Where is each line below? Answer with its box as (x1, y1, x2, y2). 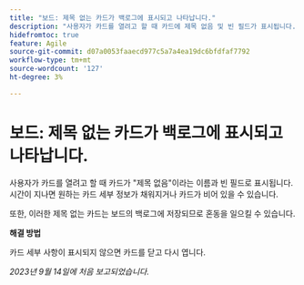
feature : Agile (9, 38, 67, 48)
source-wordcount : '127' (9, 65, 104, 74)
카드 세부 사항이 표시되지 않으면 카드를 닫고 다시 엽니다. (9, 247, 207, 258)
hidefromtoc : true (9, 30, 79, 39)
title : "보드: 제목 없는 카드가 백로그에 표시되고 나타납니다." (9, 13, 217, 23)
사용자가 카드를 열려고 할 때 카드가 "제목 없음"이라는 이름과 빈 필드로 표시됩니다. (9, 177, 294, 188)
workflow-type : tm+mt (9, 56, 92, 65)
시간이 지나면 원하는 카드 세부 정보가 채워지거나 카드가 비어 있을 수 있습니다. (9, 188, 279, 199)
